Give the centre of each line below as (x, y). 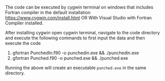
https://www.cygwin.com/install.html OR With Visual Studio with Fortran (79, 18)
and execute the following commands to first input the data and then (75, 38)
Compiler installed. (24, 23)
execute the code (23, 43)
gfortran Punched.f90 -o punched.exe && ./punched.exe (70, 58)
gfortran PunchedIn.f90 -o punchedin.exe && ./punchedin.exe (76, 53)
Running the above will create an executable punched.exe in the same (76, 68)
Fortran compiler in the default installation (48, 12)
